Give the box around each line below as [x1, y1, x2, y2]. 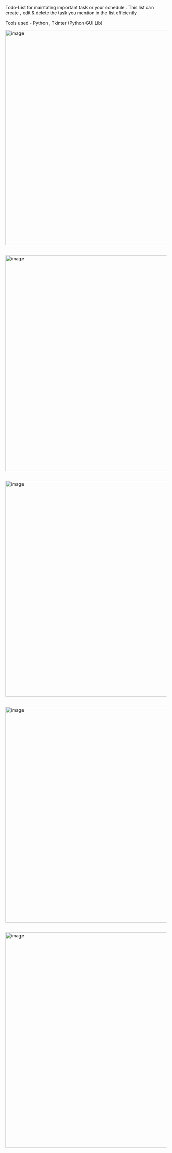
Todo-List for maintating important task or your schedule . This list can [5, 5, 154, 10]
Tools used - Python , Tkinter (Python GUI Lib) [5, 20, 103, 26]
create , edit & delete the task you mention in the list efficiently [5, 10, 137, 16]
